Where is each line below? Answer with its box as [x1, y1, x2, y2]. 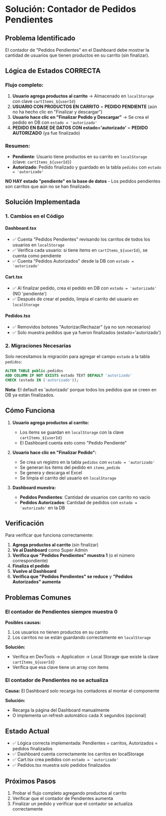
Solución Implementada [5, 198, 81, 206]
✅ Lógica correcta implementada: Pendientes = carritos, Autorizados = [12, 740, 158, 746]
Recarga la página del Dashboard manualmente [12, 707, 110, 713]
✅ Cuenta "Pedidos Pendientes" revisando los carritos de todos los [12, 236, 151, 242]
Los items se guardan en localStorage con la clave [19, 429, 124, 435]
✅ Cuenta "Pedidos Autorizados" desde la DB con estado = [12, 258, 134, 264]
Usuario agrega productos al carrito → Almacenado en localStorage [12, 93, 154, 99]
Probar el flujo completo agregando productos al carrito [12, 790, 127, 796]
